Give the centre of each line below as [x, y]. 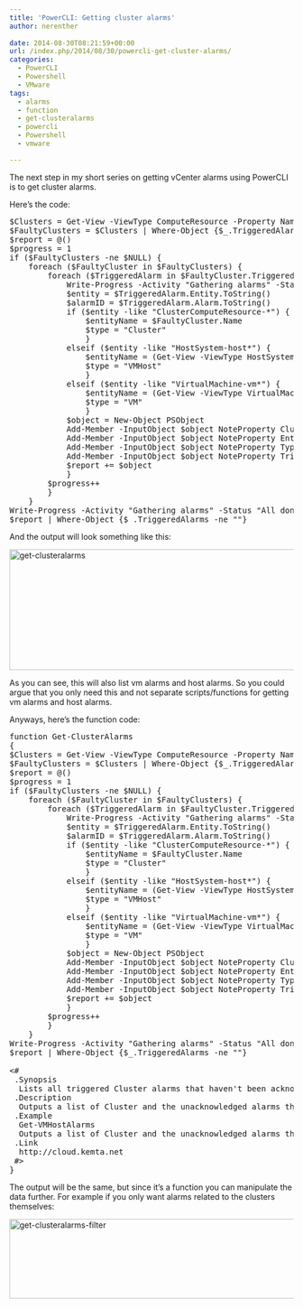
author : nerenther [44, 26]
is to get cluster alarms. [53, 187]
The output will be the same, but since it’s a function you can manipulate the [151, 1187]
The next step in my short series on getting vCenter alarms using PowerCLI [149, 177]
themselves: [32, 1206]
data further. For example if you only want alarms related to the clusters [142, 1196]
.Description [43, 1097]
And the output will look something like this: [90, 536]
